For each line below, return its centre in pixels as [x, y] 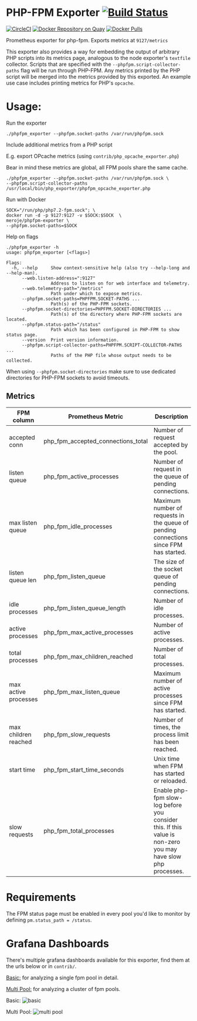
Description [171, 416]
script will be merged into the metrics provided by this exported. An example [98, 76]
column [23, 420]
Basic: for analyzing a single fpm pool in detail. [62, 977]
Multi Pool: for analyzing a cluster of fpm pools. [63, 989]
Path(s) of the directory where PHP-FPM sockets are [116, 314]
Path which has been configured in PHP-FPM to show [115, 329]
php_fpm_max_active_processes [89, 632]
